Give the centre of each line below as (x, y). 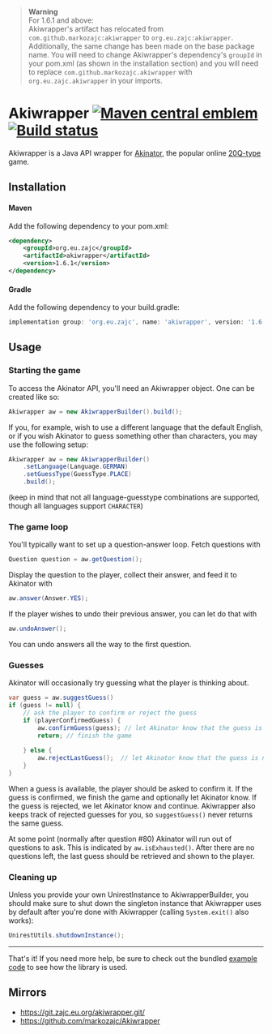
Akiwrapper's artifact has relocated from (96, 29)
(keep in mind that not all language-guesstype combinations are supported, (134, 497)
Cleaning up (33, 877)
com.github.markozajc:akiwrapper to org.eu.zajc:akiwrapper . (130, 37)
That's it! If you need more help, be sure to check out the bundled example (133, 959)
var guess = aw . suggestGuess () (61, 698)
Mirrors (28, 993)
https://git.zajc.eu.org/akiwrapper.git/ (83, 1012)
